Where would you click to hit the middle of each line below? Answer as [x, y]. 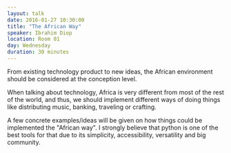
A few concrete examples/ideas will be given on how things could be [105, 120]
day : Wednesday [29, 45]
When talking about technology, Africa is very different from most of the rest [115, 92]
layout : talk [26, 13]
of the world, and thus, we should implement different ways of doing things [114, 99]
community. [24, 142]
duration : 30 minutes [38, 52]
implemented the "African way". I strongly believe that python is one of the [113, 127]
